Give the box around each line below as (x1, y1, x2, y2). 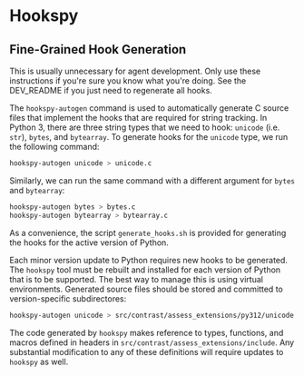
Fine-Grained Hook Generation (9, 42, 187, 57)
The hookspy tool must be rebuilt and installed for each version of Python (9, 264, 281, 275)
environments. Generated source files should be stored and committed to (9, 283, 283, 294)
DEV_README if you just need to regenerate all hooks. (9, 85, 213, 95)
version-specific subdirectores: (9, 292, 127, 304)
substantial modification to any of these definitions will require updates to (9, 346, 284, 357)
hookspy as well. (9, 356, 69, 367)
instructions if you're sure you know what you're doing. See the (9, 75, 247, 86)
